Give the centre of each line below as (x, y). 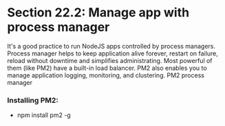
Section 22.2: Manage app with (98, 13)
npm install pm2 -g (44, 115)
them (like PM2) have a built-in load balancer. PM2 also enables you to (107, 68)
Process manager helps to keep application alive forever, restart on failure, (112, 53)
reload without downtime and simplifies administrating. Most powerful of (110, 60)
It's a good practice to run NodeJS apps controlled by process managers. (111, 46)
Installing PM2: (33, 100)
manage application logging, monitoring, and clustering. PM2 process (106, 75)
